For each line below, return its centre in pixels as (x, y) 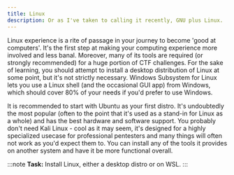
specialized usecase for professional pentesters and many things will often (115, 135)
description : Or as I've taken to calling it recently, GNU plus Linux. (115, 20)
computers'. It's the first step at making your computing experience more (112, 48)
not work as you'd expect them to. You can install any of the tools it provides (117, 143)
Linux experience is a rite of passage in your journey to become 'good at (112, 40)
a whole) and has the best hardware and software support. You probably (112, 120)
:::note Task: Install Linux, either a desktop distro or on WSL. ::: (98, 164)
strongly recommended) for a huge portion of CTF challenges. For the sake (115, 62)
